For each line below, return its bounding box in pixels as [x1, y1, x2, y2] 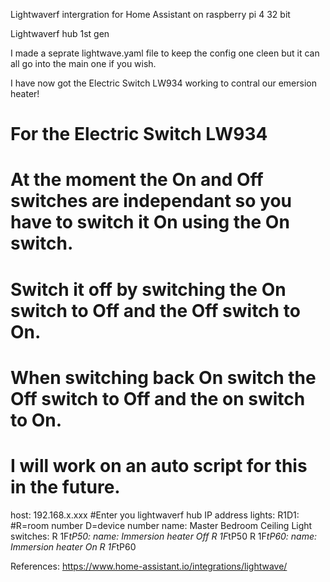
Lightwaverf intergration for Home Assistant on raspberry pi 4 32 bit [10, 9, 291, 20]
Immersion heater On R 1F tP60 [10, 540, 137, 553]
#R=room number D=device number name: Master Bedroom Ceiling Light [10, 519, 313, 531]
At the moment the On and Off [10, 169, 264, 191]
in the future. [10, 475, 121, 498]
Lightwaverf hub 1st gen [10, 28, 110, 39]
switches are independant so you [10, 190, 293, 213]
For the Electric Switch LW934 [10, 123, 268, 146]
